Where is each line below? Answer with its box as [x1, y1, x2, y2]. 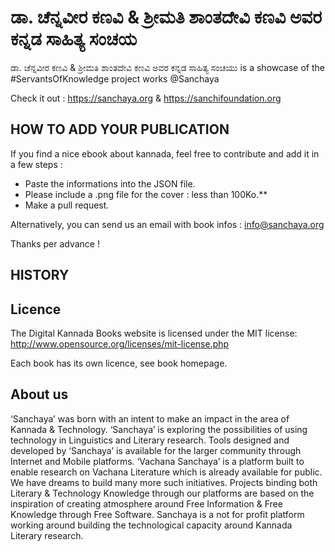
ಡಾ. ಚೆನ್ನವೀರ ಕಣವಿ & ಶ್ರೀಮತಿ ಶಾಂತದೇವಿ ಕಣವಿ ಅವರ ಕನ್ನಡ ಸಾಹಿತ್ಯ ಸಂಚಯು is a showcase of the [10, 61, 326, 73]
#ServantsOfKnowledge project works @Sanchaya [10, 72, 220, 85]
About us [10, 386, 69, 403]
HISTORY [10, 267, 70, 284]
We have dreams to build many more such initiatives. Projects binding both [10, 476, 318, 488]
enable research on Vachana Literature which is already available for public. [10, 466, 323, 478]
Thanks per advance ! [10, 237, 100, 250]
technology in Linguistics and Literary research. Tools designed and [10, 434, 290, 446]
